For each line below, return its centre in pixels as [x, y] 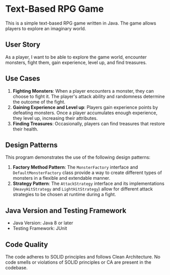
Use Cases [23, 79]
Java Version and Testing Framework [66, 210]
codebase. [17, 268]
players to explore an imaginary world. [46, 28]
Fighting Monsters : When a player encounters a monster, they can [83, 91]
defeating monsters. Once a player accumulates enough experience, [85, 113]
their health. [25, 129]
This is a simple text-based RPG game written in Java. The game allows [81, 23]
